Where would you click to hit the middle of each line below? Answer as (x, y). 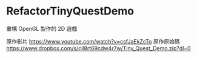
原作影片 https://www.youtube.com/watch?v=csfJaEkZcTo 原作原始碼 (93, 41)
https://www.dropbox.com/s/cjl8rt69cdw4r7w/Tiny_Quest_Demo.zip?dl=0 (98, 48)
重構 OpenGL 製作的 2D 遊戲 (42, 28)
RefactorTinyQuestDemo (70, 11)
